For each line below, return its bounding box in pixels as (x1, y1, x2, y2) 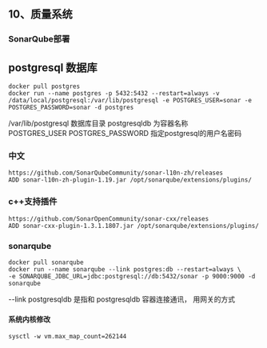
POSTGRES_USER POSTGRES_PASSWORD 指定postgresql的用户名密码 (8, 129, 242, 138)
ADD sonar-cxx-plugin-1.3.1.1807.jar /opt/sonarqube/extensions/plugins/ (8, 222, 260, 230)
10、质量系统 (8, 7, 74, 22)
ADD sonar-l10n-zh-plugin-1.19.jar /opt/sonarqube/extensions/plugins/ (8, 176, 252, 184)
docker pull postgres (8, 82, 81, 90)
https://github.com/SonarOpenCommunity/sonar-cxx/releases (8, 214, 209, 222)
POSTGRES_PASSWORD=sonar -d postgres (8, 103, 134, 112)
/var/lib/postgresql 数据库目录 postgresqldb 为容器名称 (8, 118, 189, 128)
